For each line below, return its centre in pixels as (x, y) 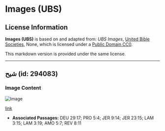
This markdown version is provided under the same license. (66, 54)
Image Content (23, 88)
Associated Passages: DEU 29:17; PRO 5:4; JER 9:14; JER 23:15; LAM (83, 118)
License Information (36, 27)
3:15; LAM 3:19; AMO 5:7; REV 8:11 (47, 123)
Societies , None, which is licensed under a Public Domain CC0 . (69, 44)
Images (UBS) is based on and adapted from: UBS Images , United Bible (77, 39)
